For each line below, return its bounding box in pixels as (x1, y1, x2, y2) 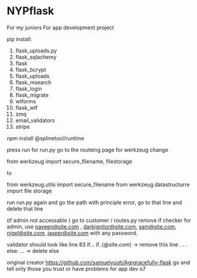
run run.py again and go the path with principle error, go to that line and (7, 199, 182, 206)
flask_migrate (15, 91, 49, 98)
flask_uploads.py (15, 47, 57, 54)
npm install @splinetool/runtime (7, 134, 85, 141)
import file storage (7, 187, 52, 194)
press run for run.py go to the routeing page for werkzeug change (7, 146, 168, 153)
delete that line (7, 205, 43, 212)
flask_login (15, 85, 42, 92)
